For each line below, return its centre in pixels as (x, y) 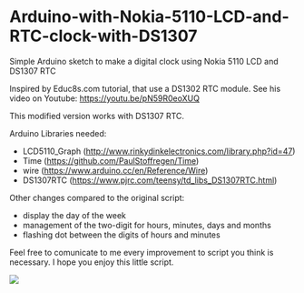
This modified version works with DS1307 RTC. (97, 116)
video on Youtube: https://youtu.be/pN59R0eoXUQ (104, 98)
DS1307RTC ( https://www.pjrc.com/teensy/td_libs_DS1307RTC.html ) (150, 180)
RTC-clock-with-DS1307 (103, 36)
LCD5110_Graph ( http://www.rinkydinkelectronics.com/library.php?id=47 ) (159, 151)
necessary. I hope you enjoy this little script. (92, 262)
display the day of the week (74, 215)
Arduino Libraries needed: (58, 133)
